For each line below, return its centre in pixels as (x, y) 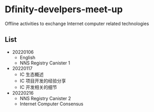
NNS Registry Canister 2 (45, 98)
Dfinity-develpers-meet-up (64, 9)
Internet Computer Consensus (52, 104)
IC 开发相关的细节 (38, 87)
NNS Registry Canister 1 (45, 63)
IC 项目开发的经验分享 (43, 81)
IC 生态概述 (32, 74)
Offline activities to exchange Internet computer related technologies (77, 24)
